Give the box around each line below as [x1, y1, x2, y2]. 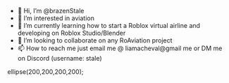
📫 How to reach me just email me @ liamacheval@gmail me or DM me [17, 44, 223, 52]
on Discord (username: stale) [17, 54, 102, 62]
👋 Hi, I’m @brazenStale [17, 7, 85, 15]
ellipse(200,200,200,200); [7, 68, 84, 76]
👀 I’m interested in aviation [17, 14, 95, 22]
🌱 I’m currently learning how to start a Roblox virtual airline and [17, 22, 201, 29]
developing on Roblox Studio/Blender [17, 29, 126, 37]
